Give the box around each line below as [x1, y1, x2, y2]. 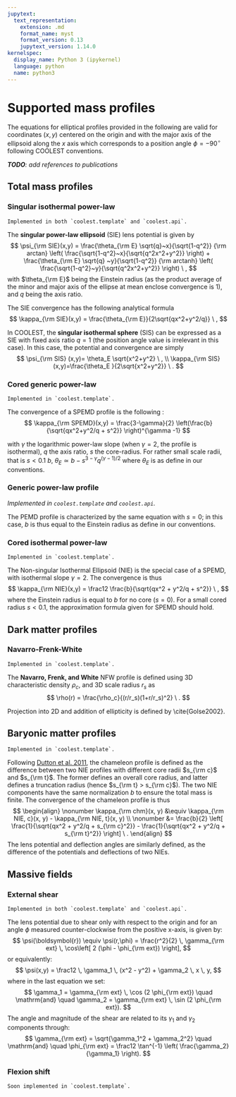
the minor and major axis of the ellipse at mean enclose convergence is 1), [7, 282, 223, 291]
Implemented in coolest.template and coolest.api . [7, 499, 156, 507]
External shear [7, 890, 58, 899]
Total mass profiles [7, 181, 94, 193]
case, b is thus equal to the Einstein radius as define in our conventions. [7, 520, 216, 528]
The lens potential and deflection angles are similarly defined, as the [7, 840, 206, 849]
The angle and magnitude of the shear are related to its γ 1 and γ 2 [7, 1014, 196, 1024]
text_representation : [13, 17, 77, 24]
